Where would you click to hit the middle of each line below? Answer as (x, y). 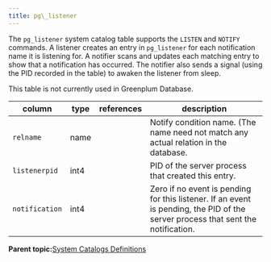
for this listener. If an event (200, 198)
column (38, 108)
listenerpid (35, 171)
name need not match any (199, 132)
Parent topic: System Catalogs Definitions (77, 249)
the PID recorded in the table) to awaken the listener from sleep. (115, 73)
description (204, 108)
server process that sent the (203, 218)
